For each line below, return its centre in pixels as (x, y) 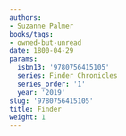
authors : (25, 17)
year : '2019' (42, 92)
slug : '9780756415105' (51, 101)
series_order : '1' (52, 84)
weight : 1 (28, 117)
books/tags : (31, 34)
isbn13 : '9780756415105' (63, 68)
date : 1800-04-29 (42, 51)
